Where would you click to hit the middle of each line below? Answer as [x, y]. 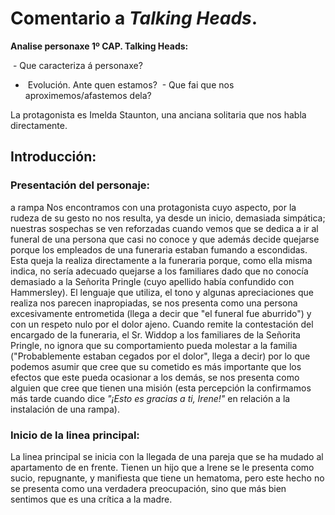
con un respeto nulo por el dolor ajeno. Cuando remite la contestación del [162, 324]
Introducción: [53, 157]
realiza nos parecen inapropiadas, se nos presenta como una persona [154, 303]
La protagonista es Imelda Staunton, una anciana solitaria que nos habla [158, 114]
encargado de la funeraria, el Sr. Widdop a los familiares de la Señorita [155, 334]
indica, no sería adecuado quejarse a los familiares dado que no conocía [159, 271]
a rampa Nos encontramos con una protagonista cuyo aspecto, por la [153, 207]
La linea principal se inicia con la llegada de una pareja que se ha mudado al [167, 456]
